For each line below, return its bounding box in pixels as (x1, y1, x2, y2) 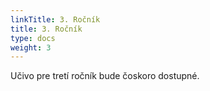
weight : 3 (10, 42, 52, 53)
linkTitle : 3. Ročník (10, 14, 101, 25)
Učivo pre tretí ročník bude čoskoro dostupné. (10, 70, 200, 82)
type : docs (10, 33, 56, 43)
